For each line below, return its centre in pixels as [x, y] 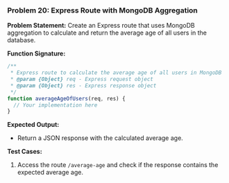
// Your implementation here [56, 105]
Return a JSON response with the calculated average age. [100, 138]
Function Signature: [36, 53]
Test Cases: [25, 152]
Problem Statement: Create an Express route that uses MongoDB [101, 26]
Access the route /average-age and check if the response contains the [118, 165]
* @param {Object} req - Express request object [82, 79]
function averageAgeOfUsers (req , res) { [67, 98]
